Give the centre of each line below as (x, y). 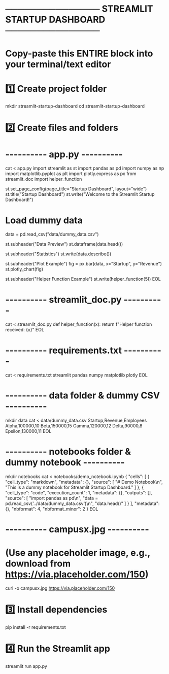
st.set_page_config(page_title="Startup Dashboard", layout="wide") (76, 189)
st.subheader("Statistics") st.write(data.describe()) (58, 254)
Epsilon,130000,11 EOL (28, 431)
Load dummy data (44, 220)
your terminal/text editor (58, 64)
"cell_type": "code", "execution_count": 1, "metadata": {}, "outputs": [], (79, 493)
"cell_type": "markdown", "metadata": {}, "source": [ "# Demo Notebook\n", (84, 482)
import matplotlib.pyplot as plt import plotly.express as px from (71, 174)
